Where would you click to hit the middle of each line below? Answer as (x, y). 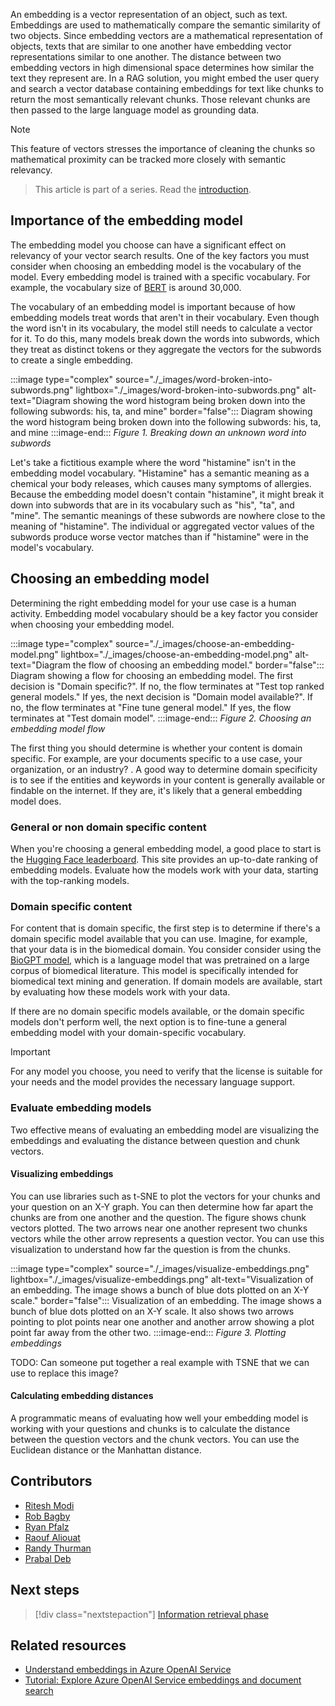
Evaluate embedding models (81, 1108)
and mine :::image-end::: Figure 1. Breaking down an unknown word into (158, 432)
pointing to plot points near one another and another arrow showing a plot (162, 1321)
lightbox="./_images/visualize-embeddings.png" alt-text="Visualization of (162, 1279)
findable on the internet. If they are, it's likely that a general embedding (156, 790)
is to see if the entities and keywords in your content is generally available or (168, 780)
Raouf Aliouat (52, 1537)
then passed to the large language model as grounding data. (135, 110)
